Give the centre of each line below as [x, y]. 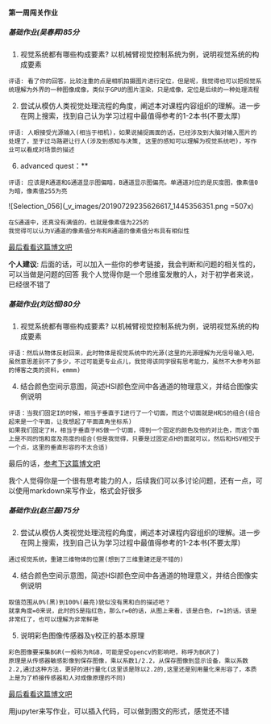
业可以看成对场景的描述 [42, 149]
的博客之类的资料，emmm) [44, 370]
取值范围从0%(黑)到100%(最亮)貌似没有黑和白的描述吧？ [90, 602]
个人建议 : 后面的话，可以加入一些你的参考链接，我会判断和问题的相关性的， [134, 264]
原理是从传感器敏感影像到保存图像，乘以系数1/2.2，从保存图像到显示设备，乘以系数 [128, 661]
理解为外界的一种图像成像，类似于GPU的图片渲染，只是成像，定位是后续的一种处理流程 [137, 90]
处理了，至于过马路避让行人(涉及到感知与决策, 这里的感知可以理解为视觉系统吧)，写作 [133, 141]
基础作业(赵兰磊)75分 [44, 511]
